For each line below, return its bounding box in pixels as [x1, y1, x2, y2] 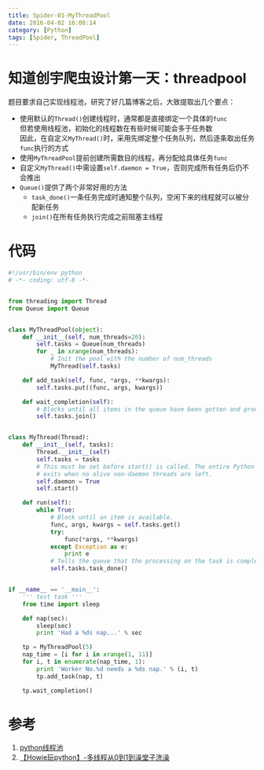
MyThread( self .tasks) [49, 362, 122, 370]
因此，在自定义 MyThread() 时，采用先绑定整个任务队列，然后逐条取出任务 [19, 134, 255, 143]
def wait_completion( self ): [22, 398, 114, 405]
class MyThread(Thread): [8, 434, 90, 442]
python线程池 [19, 743, 64, 753]
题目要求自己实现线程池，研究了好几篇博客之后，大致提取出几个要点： [8, 97, 236, 107]
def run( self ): [22, 499, 72, 507]
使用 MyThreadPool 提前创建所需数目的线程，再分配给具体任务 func [19, 153, 228, 163]
